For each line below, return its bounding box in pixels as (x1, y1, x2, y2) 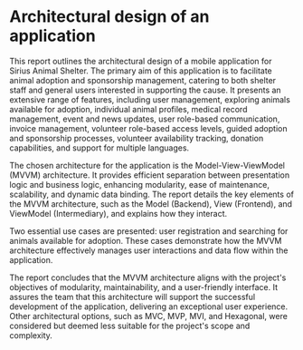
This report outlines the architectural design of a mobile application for (9, 55, 272, 66)
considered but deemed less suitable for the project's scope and (9, 320, 251, 331)
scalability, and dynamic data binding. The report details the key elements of (9, 189, 294, 199)
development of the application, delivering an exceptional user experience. (9, 301, 289, 312)
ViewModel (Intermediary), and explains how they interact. (9, 208, 228, 219)
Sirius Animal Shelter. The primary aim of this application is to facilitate (9, 65, 273, 76)
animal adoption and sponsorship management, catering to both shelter (9, 74, 277, 85)
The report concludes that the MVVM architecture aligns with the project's (9, 272, 287, 283)
